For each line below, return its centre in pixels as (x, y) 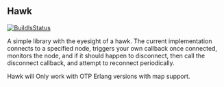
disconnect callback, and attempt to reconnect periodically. (91, 63)
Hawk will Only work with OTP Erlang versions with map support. (99, 76)
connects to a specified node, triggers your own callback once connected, (112, 48)
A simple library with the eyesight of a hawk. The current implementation (110, 41)
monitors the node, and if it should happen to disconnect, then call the (106, 55)
